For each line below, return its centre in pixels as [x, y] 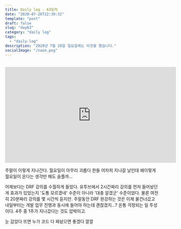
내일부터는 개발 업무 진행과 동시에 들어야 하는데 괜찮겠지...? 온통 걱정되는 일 [77, 205]
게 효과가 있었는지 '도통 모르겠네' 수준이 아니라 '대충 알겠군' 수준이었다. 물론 [77, 192]
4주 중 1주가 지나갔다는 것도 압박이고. [51, 211]
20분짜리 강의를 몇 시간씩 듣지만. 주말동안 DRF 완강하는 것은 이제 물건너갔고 [82, 199]
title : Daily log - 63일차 [31, 10]
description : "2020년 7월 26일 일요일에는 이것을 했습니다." [61, 46]
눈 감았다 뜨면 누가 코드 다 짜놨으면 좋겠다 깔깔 [49, 221]
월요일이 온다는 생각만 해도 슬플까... [39, 176]
